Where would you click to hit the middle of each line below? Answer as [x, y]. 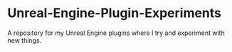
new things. [25, 40]
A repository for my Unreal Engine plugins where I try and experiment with [116, 33]
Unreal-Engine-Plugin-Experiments [115, 13]
